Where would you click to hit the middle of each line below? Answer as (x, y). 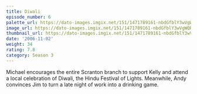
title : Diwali (23, 11)
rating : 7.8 (21, 50)
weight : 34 (19, 45)
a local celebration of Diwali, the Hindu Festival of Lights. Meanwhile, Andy (96, 78)
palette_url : (22, 22)
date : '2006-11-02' (30, 39)
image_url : (19, 28)
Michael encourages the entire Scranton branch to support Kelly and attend (97, 72)
